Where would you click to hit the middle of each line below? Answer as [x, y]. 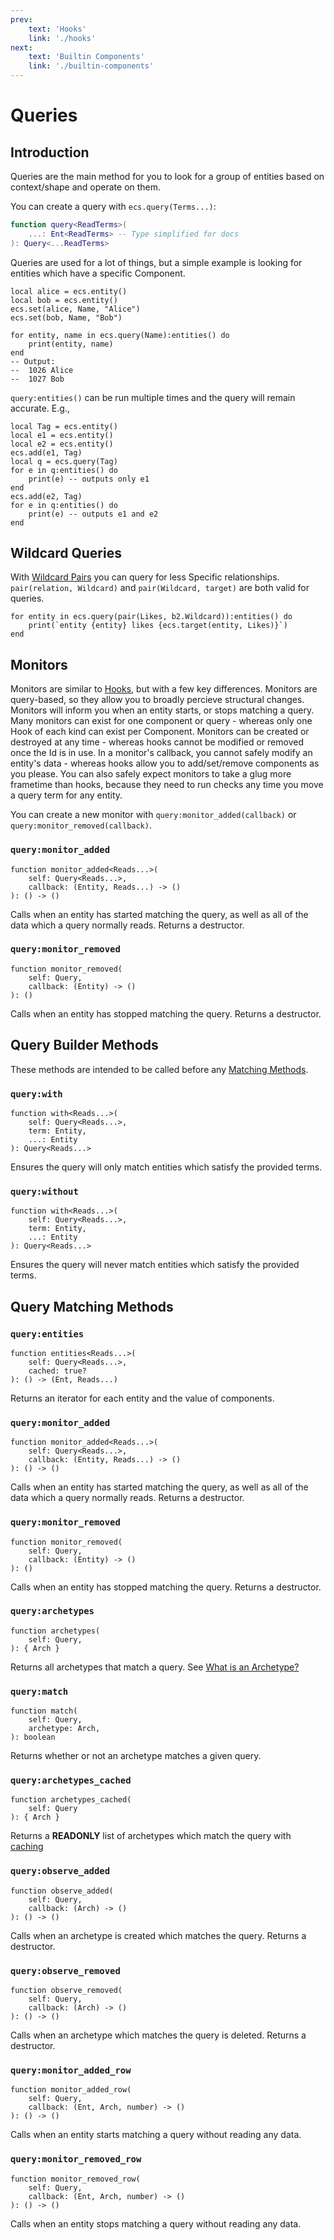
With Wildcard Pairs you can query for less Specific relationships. [145, 577]
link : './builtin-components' [91, 66]
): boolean [33, 1737]
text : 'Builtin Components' [86, 57]
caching [27, 1847]
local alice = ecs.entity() [69, 291]
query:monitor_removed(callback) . [81, 825]
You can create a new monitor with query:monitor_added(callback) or [153, 815]
